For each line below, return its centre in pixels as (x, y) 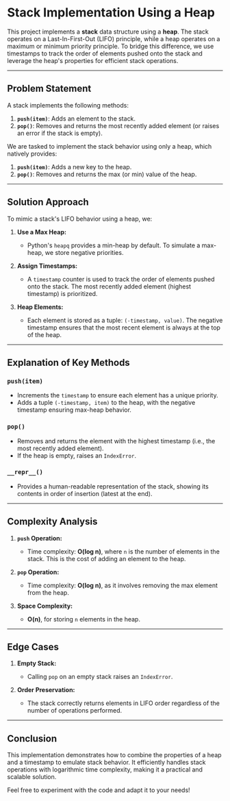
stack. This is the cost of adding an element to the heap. (106, 558)
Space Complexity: (45, 606)
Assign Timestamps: (47, 266)
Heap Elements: (40, 307)
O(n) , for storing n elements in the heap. (84, 619)
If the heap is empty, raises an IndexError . (77, 455)
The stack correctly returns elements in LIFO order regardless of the (124, 703)
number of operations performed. (74, 711)
